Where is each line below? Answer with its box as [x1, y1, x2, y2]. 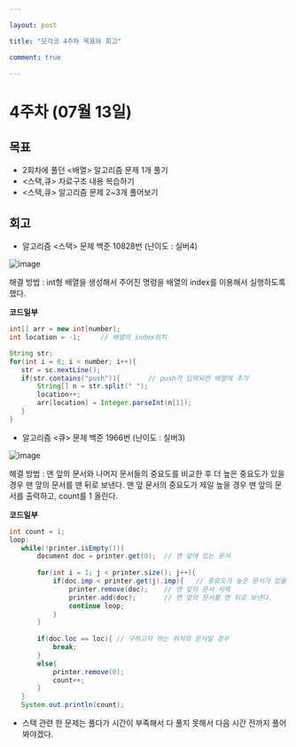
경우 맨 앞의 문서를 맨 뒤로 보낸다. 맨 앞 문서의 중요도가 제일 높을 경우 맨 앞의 [9, 479, 273, 489]
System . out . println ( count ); [20, 701, 125, 710]
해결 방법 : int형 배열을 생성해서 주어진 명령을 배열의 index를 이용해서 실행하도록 [9, 277, 286, 288]
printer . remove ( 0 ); [52, 667, 125, 676]
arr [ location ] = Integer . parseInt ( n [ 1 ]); [36, 399, 192, 408]
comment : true [9, 52, 62, 62]
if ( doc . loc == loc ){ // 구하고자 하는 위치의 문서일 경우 [36, 634, 230, 644]
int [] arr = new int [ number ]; [9, 325, 121, 334]
